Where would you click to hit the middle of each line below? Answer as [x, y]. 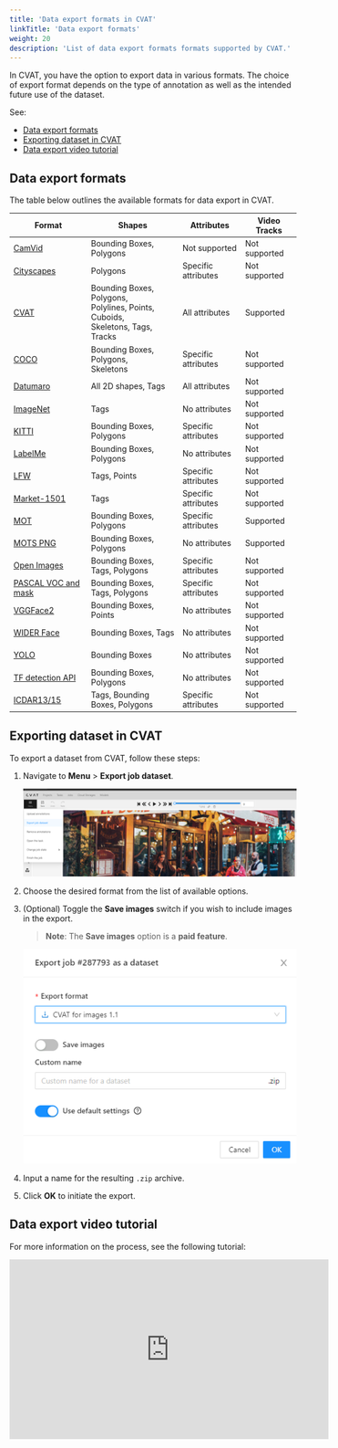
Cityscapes [35, 270]
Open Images [38, 565]
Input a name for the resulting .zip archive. [103, 1178]
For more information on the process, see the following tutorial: [128, 1246]
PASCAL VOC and [46, 583]
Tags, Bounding [120, 695]
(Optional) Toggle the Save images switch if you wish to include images [158, 909]
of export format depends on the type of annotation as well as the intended [150, 85]
